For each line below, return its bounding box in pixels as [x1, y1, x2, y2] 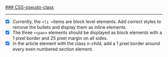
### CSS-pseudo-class [5, 4, 54, 10]
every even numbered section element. [12, 46, 93, 52]
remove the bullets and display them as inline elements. [12, 24, 127, 30]
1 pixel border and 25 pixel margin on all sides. [12, 35, 108, 41]
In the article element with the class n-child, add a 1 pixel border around [12, 40, 160, 46]
